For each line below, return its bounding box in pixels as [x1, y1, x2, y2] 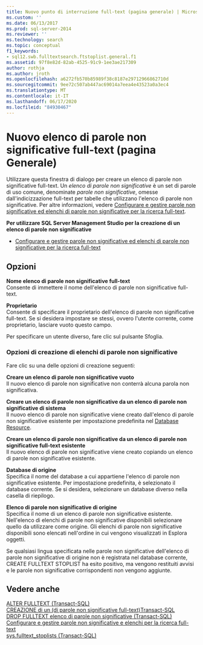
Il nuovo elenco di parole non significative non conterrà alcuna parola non [6, 380, 189, 387]
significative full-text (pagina [6, 143, 156, 157]
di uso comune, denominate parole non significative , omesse [6, 188, 158, 196]
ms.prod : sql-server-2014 [6, 25, 71, 32]
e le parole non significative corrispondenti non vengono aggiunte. [6, 567, 172, 574]
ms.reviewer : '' [6, 31, 47, 37]
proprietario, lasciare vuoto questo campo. [6, 321, 112, 329]
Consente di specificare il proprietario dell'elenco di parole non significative [6, 308, 195, 316]
